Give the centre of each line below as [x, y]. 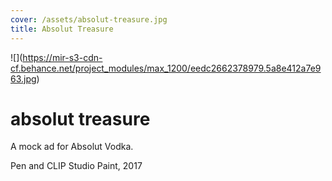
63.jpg [23, 78]
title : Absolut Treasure [62, 29]
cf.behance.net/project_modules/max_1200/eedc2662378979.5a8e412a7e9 [166, 68]
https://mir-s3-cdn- [62, 57]
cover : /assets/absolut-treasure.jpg [89, 19]
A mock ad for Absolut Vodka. [72, 147]
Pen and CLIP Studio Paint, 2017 [76, 166]
